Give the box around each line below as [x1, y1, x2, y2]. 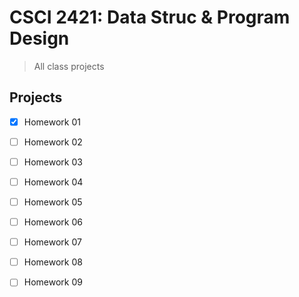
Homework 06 [23, 216, 83, 228]
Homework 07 [23, 236, 82, 248]
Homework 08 [23, 256, 83, 268]
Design [9, 27, 70, 50]
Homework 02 [23, 136, 83, 148]
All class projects [33, 60, 105, 72]
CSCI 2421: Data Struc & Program [9, 6, 291, 29]
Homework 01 [23, 116, 81, 128]
